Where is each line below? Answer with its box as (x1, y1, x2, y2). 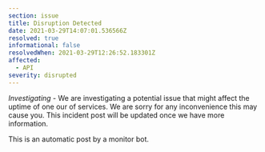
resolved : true (8, 34, 59, 42)
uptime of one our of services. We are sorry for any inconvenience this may (8, 102, 258, 111)
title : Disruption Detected (8, 19, 102, 27)
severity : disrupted (8, 71, 78, 79)
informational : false (8, 42, 81, 50)
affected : (8, 57, 42, 65)
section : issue (8, 11, 59, 20)
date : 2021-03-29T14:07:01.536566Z (8, 26, 127, 34)
